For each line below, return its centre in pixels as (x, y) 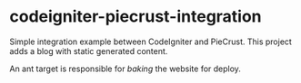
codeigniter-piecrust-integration (135, 17)
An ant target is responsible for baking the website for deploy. (125, 69)
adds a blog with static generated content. (89, 51)
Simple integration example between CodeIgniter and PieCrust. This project (151, 41)
